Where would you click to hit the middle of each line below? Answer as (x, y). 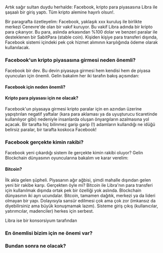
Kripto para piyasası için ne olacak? (42, 98)
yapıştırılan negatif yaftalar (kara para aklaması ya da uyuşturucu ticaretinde (81, 114)
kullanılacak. (18, 47)
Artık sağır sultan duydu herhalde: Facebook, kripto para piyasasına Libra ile (81, 7)
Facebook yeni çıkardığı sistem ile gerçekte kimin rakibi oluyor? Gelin (74, 153)
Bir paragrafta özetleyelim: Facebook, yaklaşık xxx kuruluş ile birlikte (73, 22)
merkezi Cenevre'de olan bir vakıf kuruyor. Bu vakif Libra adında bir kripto (79, 27)
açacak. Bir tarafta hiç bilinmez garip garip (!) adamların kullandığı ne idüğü (80, 125)
